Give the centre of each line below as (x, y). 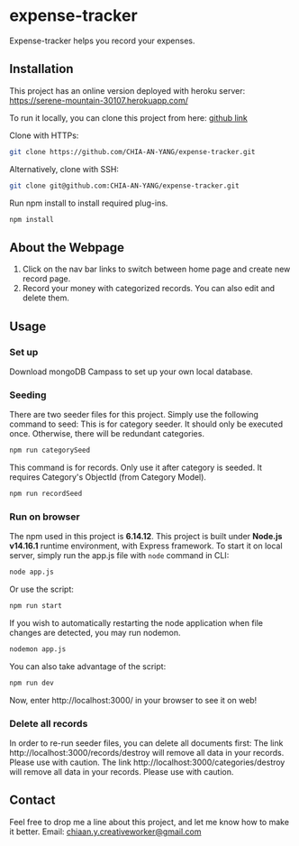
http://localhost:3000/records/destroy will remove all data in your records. (147, 753)
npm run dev (32, 683)
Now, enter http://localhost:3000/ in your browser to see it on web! (133, 700)
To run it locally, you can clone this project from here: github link (128, 117)
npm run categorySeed (50, 451)
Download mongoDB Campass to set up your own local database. (131, 372)
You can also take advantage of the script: (88, 666)
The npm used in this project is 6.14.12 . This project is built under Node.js (146, 537)
